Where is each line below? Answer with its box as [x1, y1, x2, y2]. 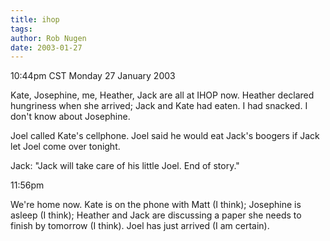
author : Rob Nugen [10, 33, 87, 43]
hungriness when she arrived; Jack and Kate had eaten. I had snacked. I [10, 100, 308, 112]
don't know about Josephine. [10, 111, 131, 123]
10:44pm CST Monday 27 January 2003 [10, 70, 176, 82]
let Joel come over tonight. [10, 141, 121, 153]
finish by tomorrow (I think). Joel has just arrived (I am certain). [10, 220, 270, 232]
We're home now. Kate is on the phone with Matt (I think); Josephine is [10, 199, 302, 211]
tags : [10, 24, 33, 34]
